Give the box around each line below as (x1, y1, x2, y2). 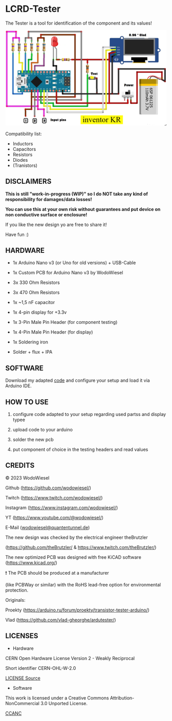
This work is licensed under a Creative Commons (5, 694, 109, 701)
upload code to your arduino (12, 426, 73, 432)
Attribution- (110, 694, 135, 701)
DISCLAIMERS (5, 177, 52, 186)
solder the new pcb (12, 436, 54, 443)
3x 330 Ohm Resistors (12, 279, 60, 286)
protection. (5, 587, 29, 593)
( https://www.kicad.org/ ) (5, 559, 57, 565)
